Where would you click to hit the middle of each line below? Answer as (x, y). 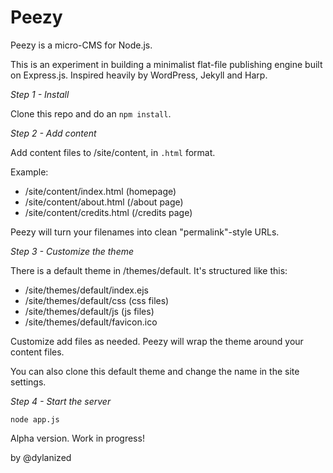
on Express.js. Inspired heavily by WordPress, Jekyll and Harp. (139, 75)
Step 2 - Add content (53, 133)
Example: (29, 172)
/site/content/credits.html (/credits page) (108, 212)
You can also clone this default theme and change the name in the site (155, 371)
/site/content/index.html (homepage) (100, 191)
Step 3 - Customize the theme (72, 251)
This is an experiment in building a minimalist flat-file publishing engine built (166, 64)
